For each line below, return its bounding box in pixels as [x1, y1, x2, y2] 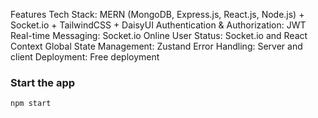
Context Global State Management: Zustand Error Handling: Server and [10, 40, 303, 52]
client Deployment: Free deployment [10, 51, 160, 63]
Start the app [10, 75, 76, 89]
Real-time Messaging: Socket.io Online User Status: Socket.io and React [10, 30, 308, 41]
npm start [10, 99, 52, 109]
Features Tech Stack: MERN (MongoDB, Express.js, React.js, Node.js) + [10, 9, 305, 20]
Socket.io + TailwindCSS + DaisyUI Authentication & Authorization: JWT [10, 19, 307, 31]
